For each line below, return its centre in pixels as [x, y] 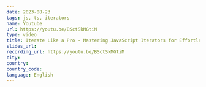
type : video [21, 35]
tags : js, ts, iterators [38, 18]
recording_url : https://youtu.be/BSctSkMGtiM [65, 52]
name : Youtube [25, 23]
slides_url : [21, 47]
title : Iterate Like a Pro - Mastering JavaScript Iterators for [91, 40]
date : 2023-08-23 [29, 12]
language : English [30, 75]
